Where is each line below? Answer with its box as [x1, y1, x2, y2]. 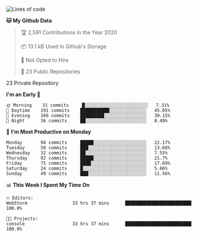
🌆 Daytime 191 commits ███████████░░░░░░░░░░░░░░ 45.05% [6, 108, 170, 113]
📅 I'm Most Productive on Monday [6, 128, 92, 135]
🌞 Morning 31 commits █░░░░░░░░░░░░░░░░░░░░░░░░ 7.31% [6, 102, 170, 108]
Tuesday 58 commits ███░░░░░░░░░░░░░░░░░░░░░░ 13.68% [6, 145, 170, 151]
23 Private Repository [6, 80, 59, 86]
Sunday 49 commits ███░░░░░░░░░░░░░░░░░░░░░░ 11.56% [6, 171, 170, 177]
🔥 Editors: [6, 195, 34, 201]
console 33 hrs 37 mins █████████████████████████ [6, 221, 192, 227]
